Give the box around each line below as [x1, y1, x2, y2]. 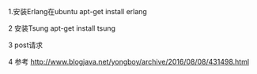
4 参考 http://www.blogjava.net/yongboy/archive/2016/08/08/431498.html [8, 57, 250, 66]
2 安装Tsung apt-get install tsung [8, 24, 116, 33]
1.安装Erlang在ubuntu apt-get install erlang [8, 7, 148, 16]
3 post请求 [8, 40, 43, 50]
